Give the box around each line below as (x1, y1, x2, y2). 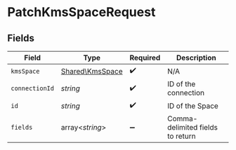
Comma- (167, 114, 198, 123)
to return (167, 131, 196, 141)
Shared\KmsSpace (60, 66, 123, 76)
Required (129, 53, 161, 62)
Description (176, 53, 216, 62)
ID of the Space (167, 101, 219, 111)
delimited (167, 123, 198, 132)
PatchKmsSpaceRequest (7, 4, 156, 20)
